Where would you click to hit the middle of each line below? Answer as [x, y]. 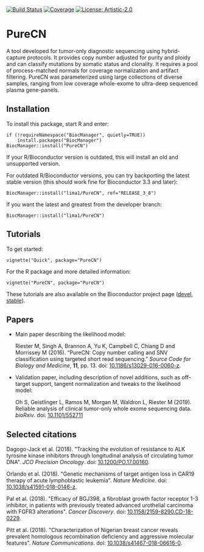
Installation [28, 109]
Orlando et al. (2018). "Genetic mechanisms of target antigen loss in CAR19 [100, 474]
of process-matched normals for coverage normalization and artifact [93, 70]
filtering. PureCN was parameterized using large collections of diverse [94, 77]
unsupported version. [33, 163]
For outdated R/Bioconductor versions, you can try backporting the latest [98, 175]
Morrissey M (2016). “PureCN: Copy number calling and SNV [91, 353]
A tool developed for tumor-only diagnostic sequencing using [83, 51]
